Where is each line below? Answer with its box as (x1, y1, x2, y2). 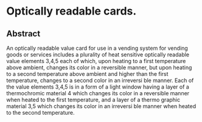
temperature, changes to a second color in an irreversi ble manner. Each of (6, 77, 194, 84)
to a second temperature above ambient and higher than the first (6, 70, 169, 77)
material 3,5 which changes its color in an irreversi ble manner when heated (6, 103, 197, 110)
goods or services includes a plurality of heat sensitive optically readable (6, 51, 190, 58)
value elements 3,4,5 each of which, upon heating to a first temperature (6, 58, 186, 64)
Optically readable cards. (6, 4, 137, 18)
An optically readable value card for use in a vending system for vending (6, 44, 189, 52)
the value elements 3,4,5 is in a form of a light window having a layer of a (6, 83, 190, 90)
